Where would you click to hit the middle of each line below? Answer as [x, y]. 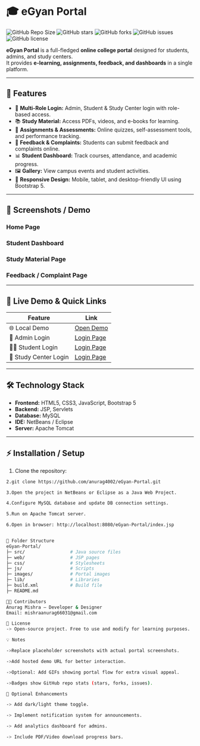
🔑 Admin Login [30, 338]
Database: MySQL [37, 415]
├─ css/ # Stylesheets [56, 563]
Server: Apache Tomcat [44, 428]
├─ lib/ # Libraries [53, 580]
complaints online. [37, 149]
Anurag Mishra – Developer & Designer [54, 607]
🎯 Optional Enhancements [37, 694]
